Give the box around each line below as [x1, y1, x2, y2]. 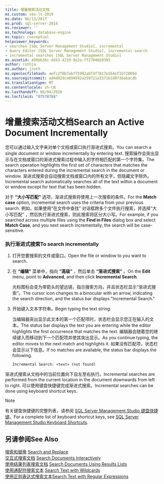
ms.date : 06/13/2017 [5, 16, 47, 21]
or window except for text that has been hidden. [5, 184, 102, 190]
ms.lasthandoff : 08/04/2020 [5, 89, 63, 94]
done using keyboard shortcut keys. [5, 388, 78, 394]
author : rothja [5, 62, 36, 67]
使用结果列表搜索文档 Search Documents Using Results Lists [5, 461, 127, 467]
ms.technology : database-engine [5, 30, 71, 35]
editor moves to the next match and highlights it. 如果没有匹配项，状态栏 [12, 341, 158, 347]
